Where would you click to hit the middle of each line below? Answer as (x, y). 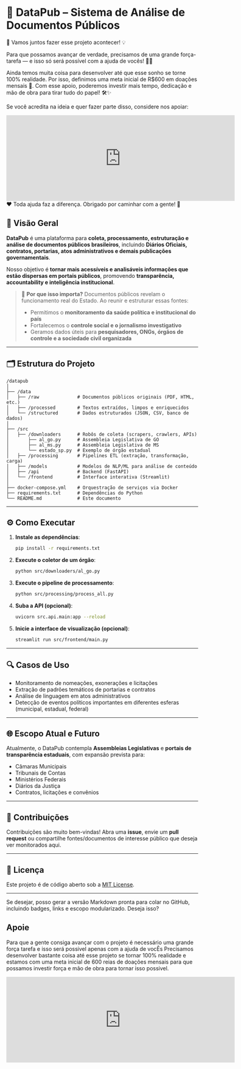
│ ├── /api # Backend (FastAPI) (68, 472)
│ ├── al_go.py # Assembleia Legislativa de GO (83, 439)
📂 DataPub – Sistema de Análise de (96, 12)
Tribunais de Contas (40, 773)
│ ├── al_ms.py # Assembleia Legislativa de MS (83, 445)
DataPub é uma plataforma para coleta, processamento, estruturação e (98, 238)
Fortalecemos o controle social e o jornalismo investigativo (106, 325)
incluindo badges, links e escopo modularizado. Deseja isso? (83, 908)
